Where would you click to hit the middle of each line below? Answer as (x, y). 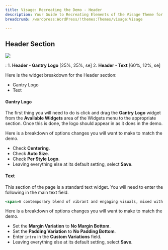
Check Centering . (31, 148)
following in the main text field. (37, 192)
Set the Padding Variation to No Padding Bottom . (64, 231)
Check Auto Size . (31, 154)
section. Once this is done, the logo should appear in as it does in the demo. (84, 123)
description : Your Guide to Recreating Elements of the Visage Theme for (84, 15)
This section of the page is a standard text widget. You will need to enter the (84, 187)
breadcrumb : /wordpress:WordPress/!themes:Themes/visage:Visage (74, 19)
